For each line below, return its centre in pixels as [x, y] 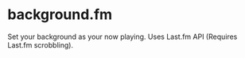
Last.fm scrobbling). [40, 44]
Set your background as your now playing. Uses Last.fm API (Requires [122, 37]
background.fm [60, 15]
